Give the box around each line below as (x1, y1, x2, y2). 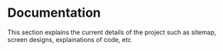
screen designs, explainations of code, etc (7, 35, 131, 43)
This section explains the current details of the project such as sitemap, (7, 28, 217, 36)
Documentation (7, 5, 102, 21)
